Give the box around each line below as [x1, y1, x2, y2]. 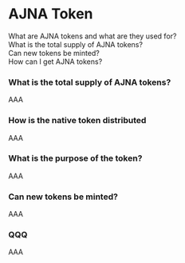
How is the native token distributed [8, 115, 147, 126]
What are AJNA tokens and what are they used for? [8, 31, 177, 41]
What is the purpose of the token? [8, 153, 143, 164]
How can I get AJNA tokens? [8, 57, 103, 66]
